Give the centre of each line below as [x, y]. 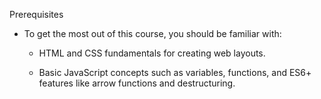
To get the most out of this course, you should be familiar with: [152, 33]
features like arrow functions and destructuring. [137, 83]
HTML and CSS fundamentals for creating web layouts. [152, 53]
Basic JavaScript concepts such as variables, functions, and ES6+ [175, 72]
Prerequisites [36, 14]
